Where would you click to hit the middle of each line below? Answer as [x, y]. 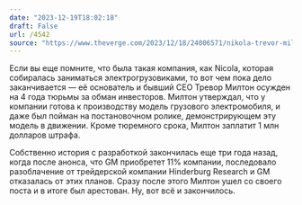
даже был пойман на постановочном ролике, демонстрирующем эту [143, 116]
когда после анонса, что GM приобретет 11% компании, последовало [143, 162]
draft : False [34, 26]
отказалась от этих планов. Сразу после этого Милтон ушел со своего [146, 182]
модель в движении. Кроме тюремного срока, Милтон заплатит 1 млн [144, 126]
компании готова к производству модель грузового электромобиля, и [145, 107]
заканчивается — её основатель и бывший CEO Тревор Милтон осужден [150, 87]
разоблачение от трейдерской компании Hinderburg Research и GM [140, 172]
